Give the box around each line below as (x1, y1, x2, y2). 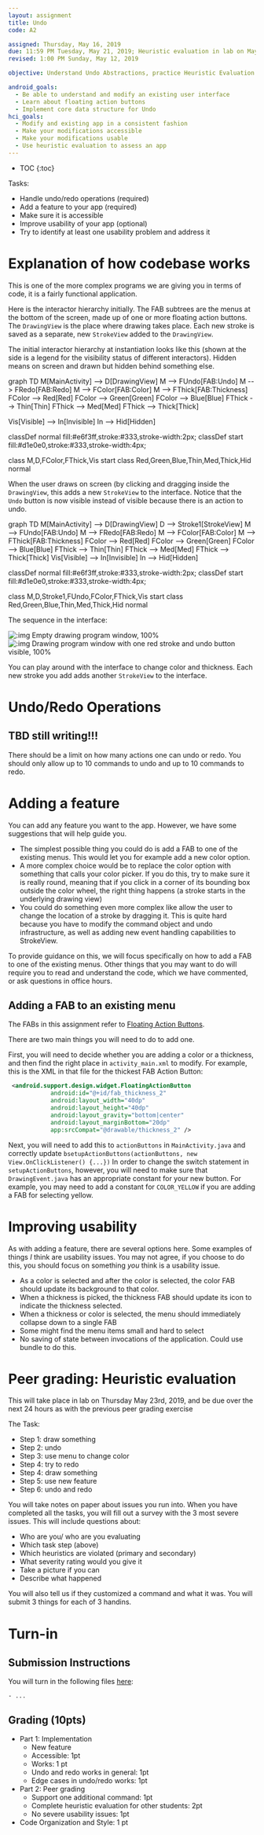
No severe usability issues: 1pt (31, 1809, 130, 1819)
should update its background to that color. (19, 1284, 159, 1294)
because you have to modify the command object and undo (19, 919, 214, 928)
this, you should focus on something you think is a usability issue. (8, 1261, 221, 1270)
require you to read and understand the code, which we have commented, (8, 967, 249, 977)
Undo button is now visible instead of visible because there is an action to (8, 496, 244, 505)
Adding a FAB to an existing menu (8, 999, 176, 1012)
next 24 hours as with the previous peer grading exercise (8, 1404, 193, 1414)
